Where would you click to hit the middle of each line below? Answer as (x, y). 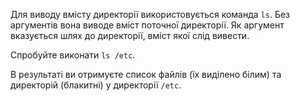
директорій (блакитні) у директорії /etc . (96, 85)
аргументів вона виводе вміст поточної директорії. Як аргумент (147, 25)
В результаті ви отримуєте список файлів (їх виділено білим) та (146, 74)
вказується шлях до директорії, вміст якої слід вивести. (130, 35)
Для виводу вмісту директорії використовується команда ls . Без (150, 14)
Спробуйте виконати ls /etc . (73, 55)
